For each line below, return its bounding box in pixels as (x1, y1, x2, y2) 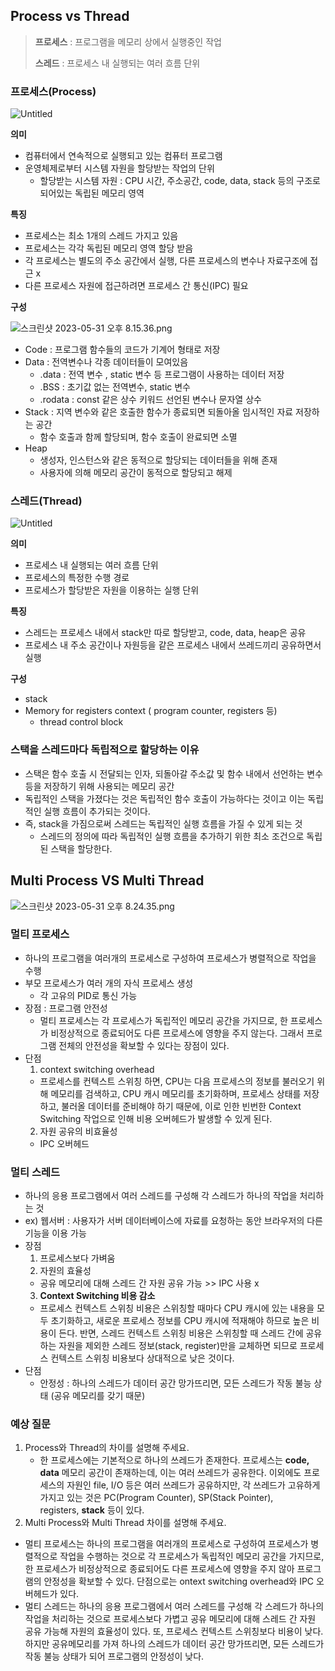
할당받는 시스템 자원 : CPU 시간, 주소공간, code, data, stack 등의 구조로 (39, 175, 321, 187)
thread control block (39, 716, 124, 728)
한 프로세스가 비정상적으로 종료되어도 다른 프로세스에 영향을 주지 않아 (24, 1563, 295, 1575)
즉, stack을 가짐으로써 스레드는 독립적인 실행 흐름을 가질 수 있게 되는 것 (24, 817, 303, 829)
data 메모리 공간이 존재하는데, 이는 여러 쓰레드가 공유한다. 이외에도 (39, 1467, 302, 1479)
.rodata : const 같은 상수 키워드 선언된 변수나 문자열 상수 (39, 394, 262, 406)
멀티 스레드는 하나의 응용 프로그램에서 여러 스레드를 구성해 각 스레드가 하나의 (24, 1600, 325, 1613)
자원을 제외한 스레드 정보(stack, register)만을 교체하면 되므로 (58, 1340, 298, 1352)
